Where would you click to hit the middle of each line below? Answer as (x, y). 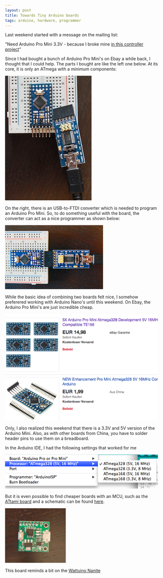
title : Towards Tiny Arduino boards (42, 15)
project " (13, 49)
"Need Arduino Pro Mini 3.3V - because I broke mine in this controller (74, 44)
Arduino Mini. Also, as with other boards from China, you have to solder (76, 433)
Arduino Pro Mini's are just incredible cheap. (49, 307)
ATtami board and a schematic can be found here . (55, 501)
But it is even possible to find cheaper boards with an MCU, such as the (76, 497)
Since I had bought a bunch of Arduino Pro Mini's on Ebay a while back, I (78, 59)
